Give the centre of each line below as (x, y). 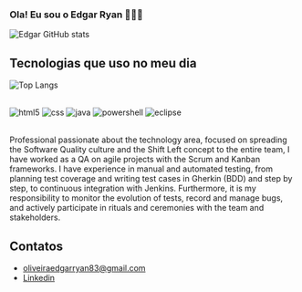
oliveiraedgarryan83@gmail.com (84, 267)
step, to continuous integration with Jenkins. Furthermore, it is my (133, 188)
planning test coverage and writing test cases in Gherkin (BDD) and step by (151, 179)
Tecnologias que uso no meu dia (103, 63)
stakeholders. (35, 217)
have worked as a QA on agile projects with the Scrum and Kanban (135, 160)
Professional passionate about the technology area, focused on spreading (148, 140)
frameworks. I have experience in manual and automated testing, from (141, 169)
